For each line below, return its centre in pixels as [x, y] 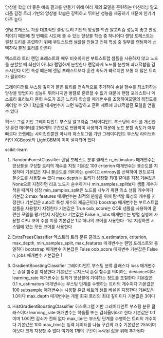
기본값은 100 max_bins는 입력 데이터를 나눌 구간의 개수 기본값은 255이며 [87, 325]
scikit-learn [16, 150]
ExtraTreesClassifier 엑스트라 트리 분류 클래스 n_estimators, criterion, [80, 237]
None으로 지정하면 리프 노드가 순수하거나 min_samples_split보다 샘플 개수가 [85, 184]
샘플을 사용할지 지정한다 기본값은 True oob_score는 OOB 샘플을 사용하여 [82, 208]
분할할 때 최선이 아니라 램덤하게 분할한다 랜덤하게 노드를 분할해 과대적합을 [80, 64]
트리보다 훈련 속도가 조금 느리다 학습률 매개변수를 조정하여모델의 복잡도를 [87, 99]
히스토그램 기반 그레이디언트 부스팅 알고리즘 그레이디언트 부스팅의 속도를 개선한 [81, 122]
